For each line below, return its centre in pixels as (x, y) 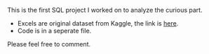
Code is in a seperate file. (54, 31)
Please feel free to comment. (49, 44)
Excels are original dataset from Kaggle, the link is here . (98, 23)
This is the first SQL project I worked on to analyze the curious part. (105, 10)
